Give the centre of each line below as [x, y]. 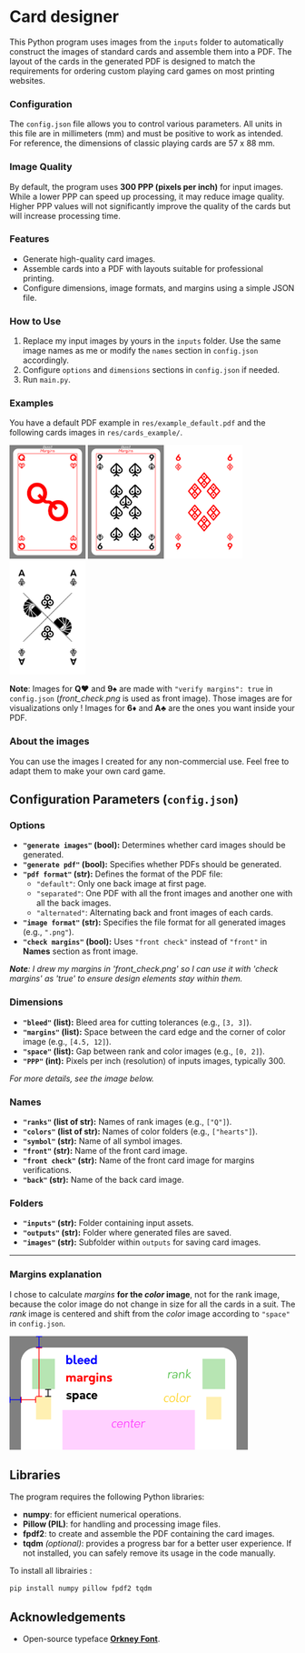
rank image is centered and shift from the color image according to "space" [150, 1313]
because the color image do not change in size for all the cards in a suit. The [152, 1304]
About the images [49, 741]
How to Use [35, 321]
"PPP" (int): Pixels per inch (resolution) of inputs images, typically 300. [154, 1060]
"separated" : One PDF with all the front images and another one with [164, 894]
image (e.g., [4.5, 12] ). [67, 1041]
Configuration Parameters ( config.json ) [124, 800]
